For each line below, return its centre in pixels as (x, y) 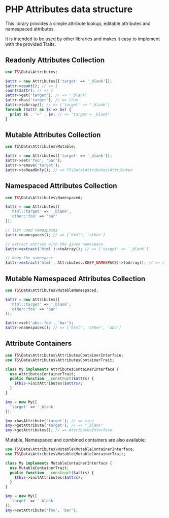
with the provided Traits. (31, 44)
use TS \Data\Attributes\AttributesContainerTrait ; (60, 360)
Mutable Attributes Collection (53, 135)
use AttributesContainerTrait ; (43, 374)
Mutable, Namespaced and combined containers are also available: (76, 440)
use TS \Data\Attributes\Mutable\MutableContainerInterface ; (70, 449)
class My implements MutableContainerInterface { (59, 463)
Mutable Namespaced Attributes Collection (75, 279)
